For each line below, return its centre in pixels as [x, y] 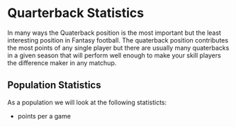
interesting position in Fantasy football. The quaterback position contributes [118, 40]
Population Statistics [54, 85]
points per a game [44, 116]
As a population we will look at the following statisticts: [87, 102]
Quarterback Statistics [75, 13]
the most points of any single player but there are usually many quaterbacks [118, 48]
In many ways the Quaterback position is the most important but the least [114, 33]
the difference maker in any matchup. [62, 62]
